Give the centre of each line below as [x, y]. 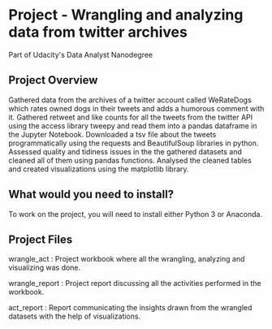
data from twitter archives [98, 32]
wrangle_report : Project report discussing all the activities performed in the [135, 284]
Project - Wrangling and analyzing [126, 15]
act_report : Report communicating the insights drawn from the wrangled [130, 308]
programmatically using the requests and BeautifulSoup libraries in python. [134, 143]
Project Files [41, 239]
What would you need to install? [91, 195]
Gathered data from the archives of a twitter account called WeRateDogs [130, 100]
